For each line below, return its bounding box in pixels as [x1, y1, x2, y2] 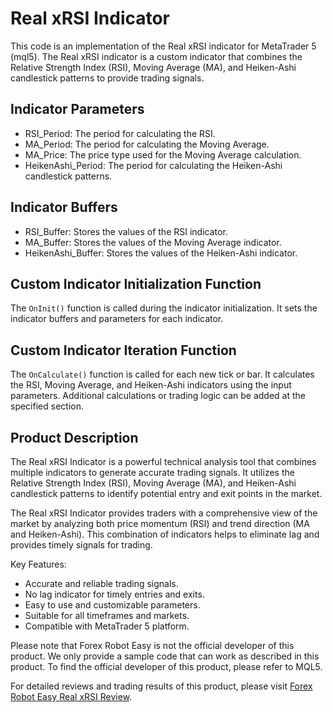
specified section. [10, 400, 84, 412]
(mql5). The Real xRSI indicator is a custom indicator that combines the [10, 50, 303, 62]
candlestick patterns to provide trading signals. [10, 72, 205, 84]
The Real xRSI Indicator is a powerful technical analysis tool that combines [10, 456, 317, 467]
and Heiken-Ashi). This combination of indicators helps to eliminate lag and [10, 528, 320, 540]
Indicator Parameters [10, 101, 145, 118]
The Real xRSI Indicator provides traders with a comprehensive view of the [10, 507, 318, 519]
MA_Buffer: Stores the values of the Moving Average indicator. [24, 236, 282, 248]
